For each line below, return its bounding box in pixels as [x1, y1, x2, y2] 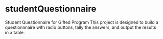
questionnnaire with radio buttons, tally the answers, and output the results [5, 24, 157, 30]
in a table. [5, 29, 25, 35]
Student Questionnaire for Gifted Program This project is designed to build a [5, 19, 159, 25]
